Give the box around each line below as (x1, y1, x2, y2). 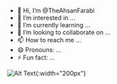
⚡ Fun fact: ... (17, 53, 55, 61)
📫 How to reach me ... (17, 36, 81, 44)
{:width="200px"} (35, 69, 86, 77)
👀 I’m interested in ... (17, 14, 76, 22)
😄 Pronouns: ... (17, 46, 62, 54)
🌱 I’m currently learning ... (17, 21, 91, 29)
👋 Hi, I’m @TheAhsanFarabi (17, 7, 95, 14)
